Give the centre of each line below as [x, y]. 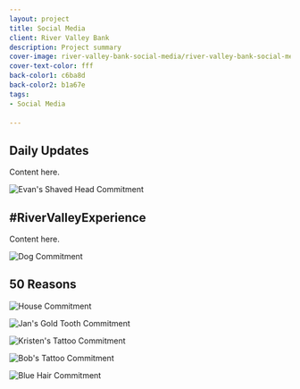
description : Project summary [66, 47]
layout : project [39, 19]
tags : [19, 94]
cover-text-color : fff [51, 66]
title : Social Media [48, 28]
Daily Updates [49, 151]
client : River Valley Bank [59, 38]
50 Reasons [43, 285]
